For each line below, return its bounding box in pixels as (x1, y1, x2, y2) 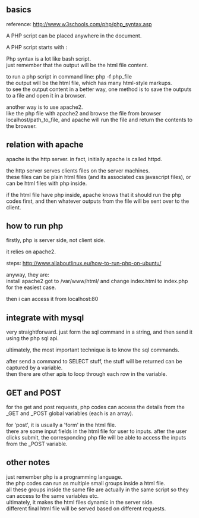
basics (6, 5, 31, 15)
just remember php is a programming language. (6, 473, 123, 481)
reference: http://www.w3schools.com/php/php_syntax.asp (6, 20, 153, 27)
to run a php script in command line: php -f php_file (6, 73, 132, 80)
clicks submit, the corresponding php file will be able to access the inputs (6, 434, 187, 441)
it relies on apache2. (6, 248, 56, 255)
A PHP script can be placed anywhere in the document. (6, 32, 142, 39)
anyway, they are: (6, 271, 49, 278)
